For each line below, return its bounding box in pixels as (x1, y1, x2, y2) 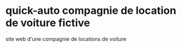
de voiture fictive (5, 16, 90, 29)
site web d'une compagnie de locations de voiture (5, 35, 127, 42)
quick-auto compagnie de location (5, 4, 177, 17)
